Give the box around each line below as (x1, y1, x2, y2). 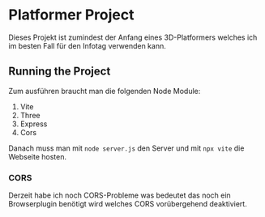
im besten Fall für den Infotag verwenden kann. (8, 40, 166, 50)
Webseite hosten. (8, 151, 67, 161)
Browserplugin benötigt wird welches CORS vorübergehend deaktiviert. (8, 199, 247, 209)
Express (19, 119, 48, 129)
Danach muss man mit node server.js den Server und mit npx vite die (8, 143, 245, 153)
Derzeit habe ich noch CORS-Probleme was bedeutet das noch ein (8, 190, 231, 200)
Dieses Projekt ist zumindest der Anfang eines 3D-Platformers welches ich (8, 32, 258, 42)
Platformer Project (8, 6, 135, 24)
